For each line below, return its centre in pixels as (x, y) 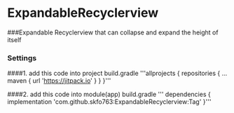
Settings (22, 58)
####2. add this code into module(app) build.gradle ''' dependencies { (109, 94)
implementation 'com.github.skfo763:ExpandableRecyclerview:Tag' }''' (109, 102)
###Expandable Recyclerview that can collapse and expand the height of (113, 32)
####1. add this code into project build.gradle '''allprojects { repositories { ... (117, 73)
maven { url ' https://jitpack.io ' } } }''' (59, 81)
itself (14, 39)
